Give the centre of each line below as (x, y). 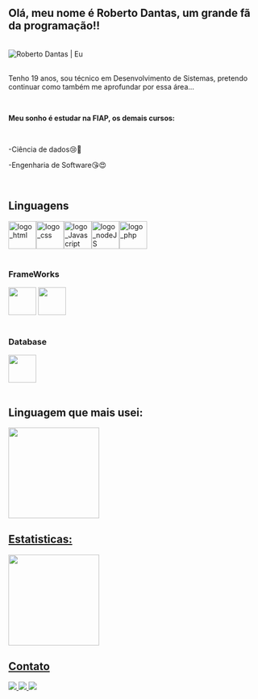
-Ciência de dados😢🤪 (45, 149)
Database (27, 341)
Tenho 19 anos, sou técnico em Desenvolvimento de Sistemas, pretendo (128, 78)
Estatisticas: (40, 540)
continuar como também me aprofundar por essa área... (102, 86)
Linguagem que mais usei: (76, 412)
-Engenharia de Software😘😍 (58, 165)
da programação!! (54, 26)
